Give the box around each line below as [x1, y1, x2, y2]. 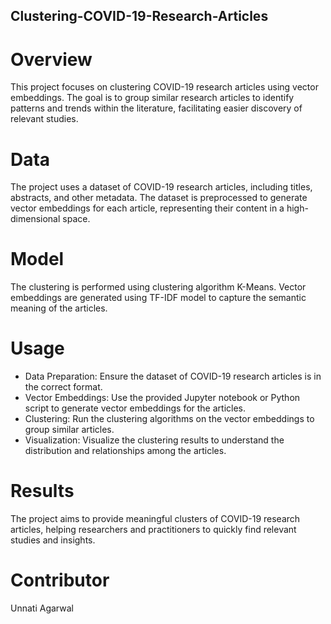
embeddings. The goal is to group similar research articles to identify [10, 92, 295, 104]
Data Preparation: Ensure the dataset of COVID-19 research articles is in [24, 370, 322, 383]
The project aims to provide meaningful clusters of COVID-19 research [10, 513, 301, 525]
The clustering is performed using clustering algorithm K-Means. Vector [10, 281, 307, 293]
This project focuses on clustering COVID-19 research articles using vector [10, 81, 319, 93]
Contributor [10, 569, 110, 592]
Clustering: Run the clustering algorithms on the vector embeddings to [24, 413, 315, 425]
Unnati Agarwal [10, 602, 74, 614]
